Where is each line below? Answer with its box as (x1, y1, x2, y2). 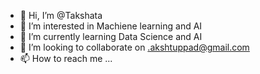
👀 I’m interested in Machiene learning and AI (19, 20, 203, 32)
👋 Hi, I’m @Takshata (19, 10, 103, 21)
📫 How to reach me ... (19, 53, 113, 64)
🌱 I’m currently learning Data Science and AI (19, 31, 203, 42)
